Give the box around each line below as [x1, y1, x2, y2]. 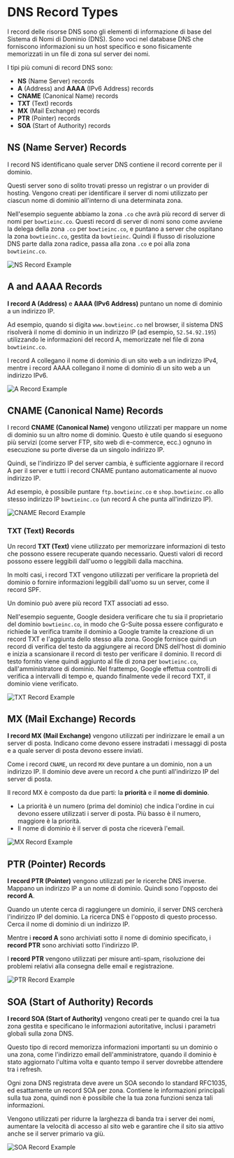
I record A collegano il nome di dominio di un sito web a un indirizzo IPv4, [7, 356, 219, 365]
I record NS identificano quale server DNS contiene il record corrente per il [7, 160, 222, 169]
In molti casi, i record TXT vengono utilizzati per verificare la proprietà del [7, 570, 219, 579]
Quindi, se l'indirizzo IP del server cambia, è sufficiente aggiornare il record [7, 459, 224, 467]
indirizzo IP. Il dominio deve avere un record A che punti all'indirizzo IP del [7, 768, 219, 776]
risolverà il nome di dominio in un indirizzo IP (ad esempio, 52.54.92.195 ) [7, 327, 217, 336]
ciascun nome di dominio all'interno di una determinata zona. [7, 196, 183, 204]
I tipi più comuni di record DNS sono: [7, 63, 113, 71]
